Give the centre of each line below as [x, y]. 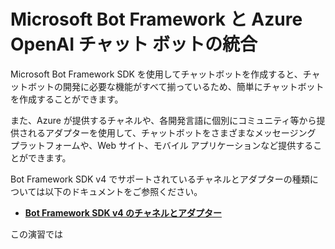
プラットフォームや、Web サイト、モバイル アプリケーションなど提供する [162, 145]
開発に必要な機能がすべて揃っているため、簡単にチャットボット [193, 86]
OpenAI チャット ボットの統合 [134, 44]
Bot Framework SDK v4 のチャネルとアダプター [123, 212]
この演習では [36, 234]
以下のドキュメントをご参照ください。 [123, 191]
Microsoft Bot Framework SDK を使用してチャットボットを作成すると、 [156, 74]
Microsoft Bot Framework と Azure [156, 19]
